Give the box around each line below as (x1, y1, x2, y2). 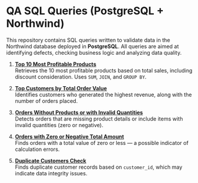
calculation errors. (14, 146, 60, 153)
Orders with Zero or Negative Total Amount (14, 132, 124, 140)
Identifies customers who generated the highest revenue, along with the (14, 91, 192, 98)
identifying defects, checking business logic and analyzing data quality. (6, 49, 182, 56)
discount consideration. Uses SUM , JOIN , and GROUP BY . (14, 73, 147, 80)
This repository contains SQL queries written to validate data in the (6, 36, 171, 43)
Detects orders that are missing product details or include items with (14, 115, 183, 122)
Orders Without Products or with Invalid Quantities (14, 109, 143, 116)
